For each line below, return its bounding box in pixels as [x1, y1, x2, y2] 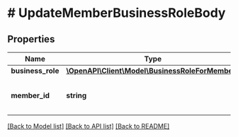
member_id [11, 90, 50, 100]
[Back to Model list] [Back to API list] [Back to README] [7, 122, 170, 130]
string [66, 90, 87, 100]
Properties [7, 33, 55, 45]
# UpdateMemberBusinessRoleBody [7, 5, 226, 21]
